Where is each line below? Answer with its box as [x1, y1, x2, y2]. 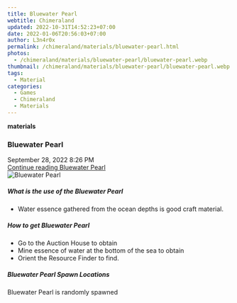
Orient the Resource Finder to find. [17, 254, 119, 263]
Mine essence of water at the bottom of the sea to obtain [17, 246, 184, 255]
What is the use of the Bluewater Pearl [7, 187, 123, 195]
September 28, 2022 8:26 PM [7, 156, 94, 164]
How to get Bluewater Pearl [7, 221, 90, 229]
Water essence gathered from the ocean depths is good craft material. [17, 205, 224, 213]
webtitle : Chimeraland [7, 17, 75, 24]
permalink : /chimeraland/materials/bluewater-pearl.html [7, 43, 180, 50]
